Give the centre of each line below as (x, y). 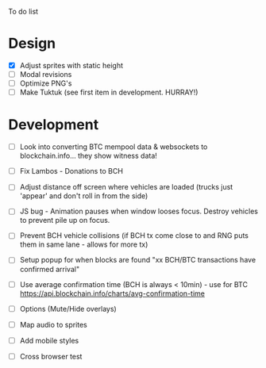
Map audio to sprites (53, 324)
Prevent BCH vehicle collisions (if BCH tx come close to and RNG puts (134, 236)
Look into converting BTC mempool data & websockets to (114, 147)
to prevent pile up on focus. (65, 220)
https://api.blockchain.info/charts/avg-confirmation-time (112, 293)
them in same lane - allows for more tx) (84, 244)
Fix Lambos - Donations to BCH (71, 171)
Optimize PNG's (46, 83)
